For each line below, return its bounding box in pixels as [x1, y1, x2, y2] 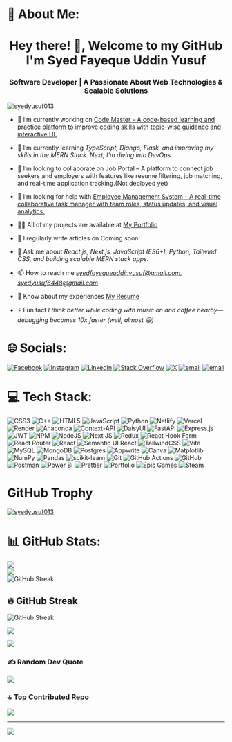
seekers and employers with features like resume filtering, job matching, [17, 171, 223, 179]
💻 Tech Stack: [7, 389, 93, 405]
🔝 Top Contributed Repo [7, 692, 90, 702]
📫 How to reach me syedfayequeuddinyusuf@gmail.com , [17, 268, 183, 276]
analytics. [17, 207, 45, 215]
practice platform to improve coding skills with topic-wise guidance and [17, 123, 222, 131]
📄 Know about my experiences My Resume [17, 292, 140, 300]
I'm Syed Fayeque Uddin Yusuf [26, 53, 206, 69]
